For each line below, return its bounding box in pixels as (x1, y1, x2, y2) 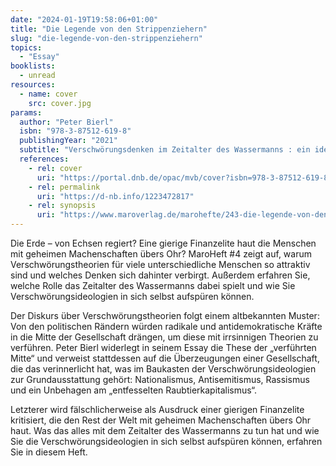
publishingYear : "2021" (19, 136, 118, 146)
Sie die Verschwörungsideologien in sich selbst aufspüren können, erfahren (10, 436, 323, 447)
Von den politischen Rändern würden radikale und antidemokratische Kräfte (10, 321, 323, 332)
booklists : (10, 61, 56, 71)
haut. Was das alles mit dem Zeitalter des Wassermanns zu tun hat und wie (10, 425, 320, 436)
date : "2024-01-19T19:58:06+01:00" (10, 14, 159, 25)
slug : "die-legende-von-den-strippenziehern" (10, 33, 203, 43)
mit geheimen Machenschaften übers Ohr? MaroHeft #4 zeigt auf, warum (10, 248, 312, 260)
